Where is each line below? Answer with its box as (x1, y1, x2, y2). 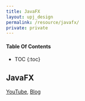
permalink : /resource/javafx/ (6, 19, 80, 25)
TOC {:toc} (14, 56, 41, 63)
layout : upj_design (6, 14, 54, 20)
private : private (6, 25, 48, 31)
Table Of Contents (6, 43, 51, 50)
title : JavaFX (6, 8, 41, 15)
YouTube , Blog (6, 88, 41, 95)
